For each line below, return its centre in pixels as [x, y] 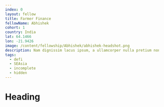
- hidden [18, 73]
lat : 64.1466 [18, 37]
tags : [10, 55]
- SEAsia [18, 64]
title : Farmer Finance [28, 18]
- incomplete [23, 69]
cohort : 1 [15, 28]
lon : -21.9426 [20, 41]
